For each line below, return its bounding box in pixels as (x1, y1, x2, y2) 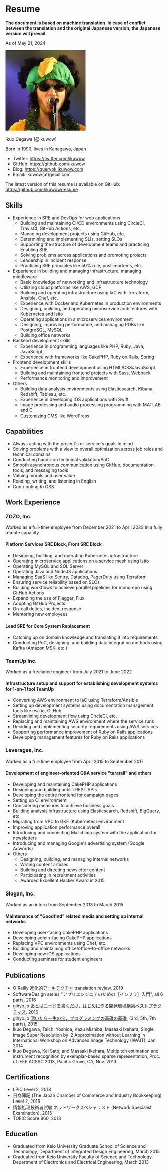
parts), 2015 (12, 1021, 38, 1027)
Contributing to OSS (12, 483, 54, 489)
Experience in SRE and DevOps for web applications (12, 215, 121, 221)
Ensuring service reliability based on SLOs (12, 579, 100, 585)
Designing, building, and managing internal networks (20, 856, 129, 862)
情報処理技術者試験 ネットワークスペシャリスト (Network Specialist (12, 1104, 152, 1110)
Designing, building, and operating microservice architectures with (20, 305, 158, 311)
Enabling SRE (20, 246, 48, 252)
